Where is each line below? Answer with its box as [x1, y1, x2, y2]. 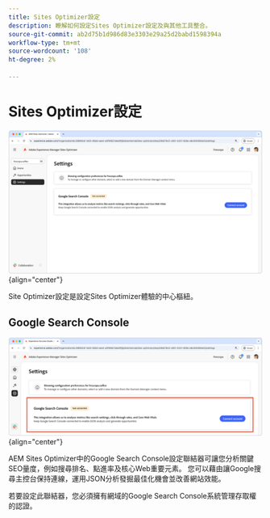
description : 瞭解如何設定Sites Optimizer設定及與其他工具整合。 [8, 21, 212, 30]
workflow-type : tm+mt [8, 39, 81, 47]
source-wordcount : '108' [8, 47, 92, 56]
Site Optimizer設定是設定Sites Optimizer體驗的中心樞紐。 [8, 292, 197, 301]
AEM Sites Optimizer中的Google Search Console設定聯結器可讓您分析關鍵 [8, 453, 254, 463]
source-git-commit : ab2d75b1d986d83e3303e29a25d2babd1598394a [8, 30, 222, 38]
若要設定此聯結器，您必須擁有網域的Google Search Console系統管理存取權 [8, 491, 256, 500]
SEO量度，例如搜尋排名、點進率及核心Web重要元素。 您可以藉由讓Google [8, 463, 255, 473]
